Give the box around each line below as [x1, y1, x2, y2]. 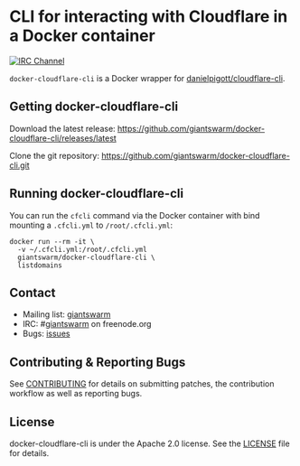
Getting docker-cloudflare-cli [9, 99, 179, 115]
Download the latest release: [9, 123, 116, 134]
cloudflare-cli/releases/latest [9, 133, 117, 144]
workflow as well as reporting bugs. [9, 388, 143, 399]
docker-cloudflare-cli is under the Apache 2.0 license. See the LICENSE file [9, 438, 291, 449]
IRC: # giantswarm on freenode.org [22, 319, 152, 330]
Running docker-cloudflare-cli [9, 186, 183, 201]
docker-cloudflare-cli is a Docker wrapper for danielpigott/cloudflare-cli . [9, 72, 286, 83]
